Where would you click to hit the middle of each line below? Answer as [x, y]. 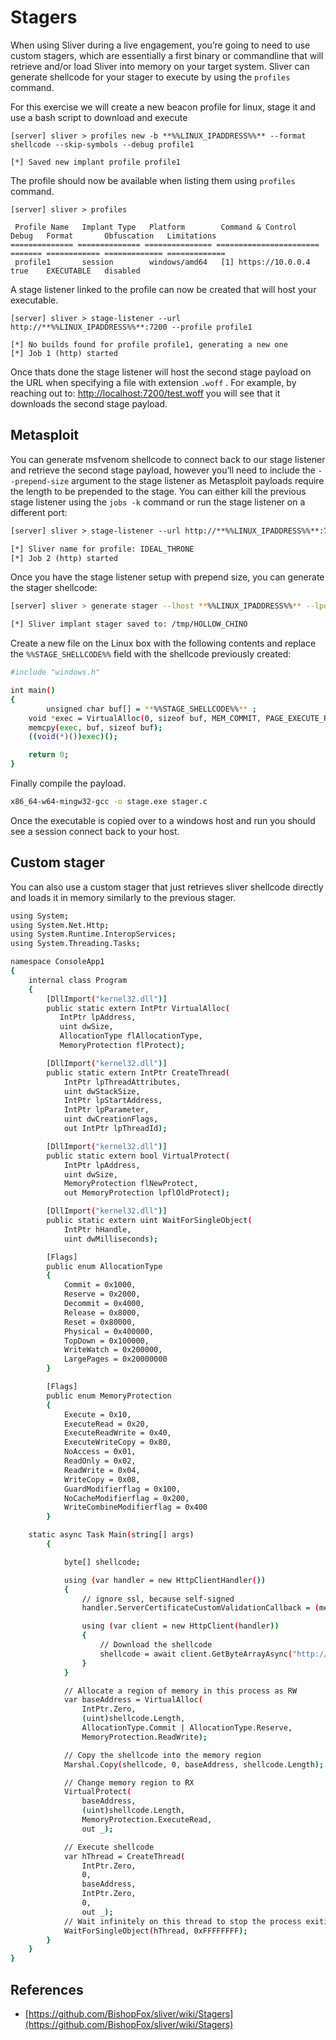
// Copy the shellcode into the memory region [162, 1755]
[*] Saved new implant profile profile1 [96, 162]
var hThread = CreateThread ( [124, 1856]
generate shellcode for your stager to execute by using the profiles [150, 77]
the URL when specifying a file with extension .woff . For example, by [153, 382]
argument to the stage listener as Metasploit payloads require [198, 480]
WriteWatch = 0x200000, [113, 1350]
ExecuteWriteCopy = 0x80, [117, 1442]
